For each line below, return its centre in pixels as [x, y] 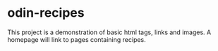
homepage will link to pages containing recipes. [77, 39]
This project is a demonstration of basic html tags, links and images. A [109, 32]
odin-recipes [46, 13]
